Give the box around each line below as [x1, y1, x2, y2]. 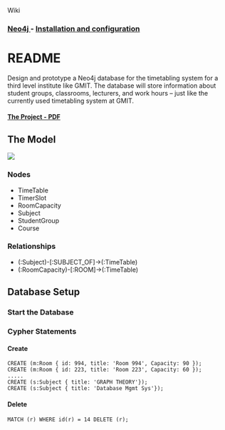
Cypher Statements [7, 327, 77, 337]
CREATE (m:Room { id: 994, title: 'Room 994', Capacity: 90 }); [7, 360, 202, 367]
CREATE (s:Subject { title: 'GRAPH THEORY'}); [7, 379, 148, 386]
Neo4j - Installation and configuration [7, 24, 140, 34]
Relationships [7, 242, 56, 252]
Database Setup [7, 286, 80, 298]
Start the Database [7, 307, 74, 317]
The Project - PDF [7, 113, 61, 121]
